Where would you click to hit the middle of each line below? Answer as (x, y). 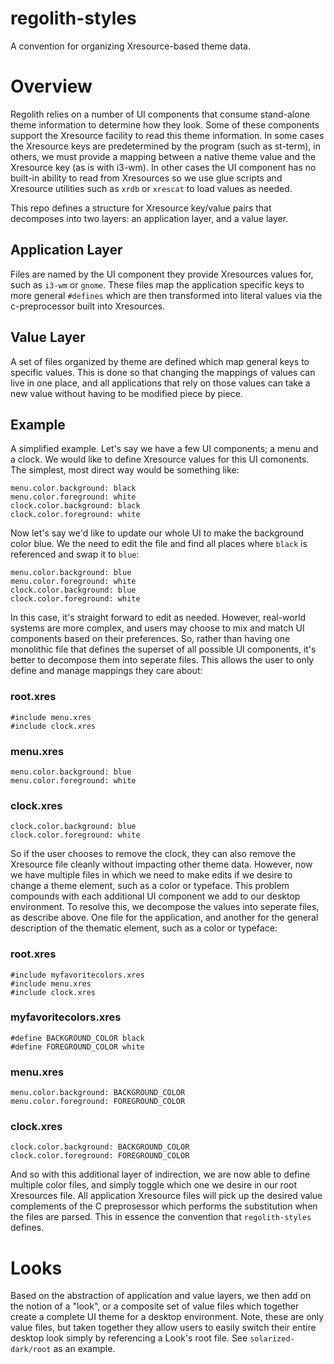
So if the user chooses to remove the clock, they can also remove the (153, 854)
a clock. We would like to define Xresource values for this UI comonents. (160, 459)
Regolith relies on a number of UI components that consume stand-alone (160, 114)
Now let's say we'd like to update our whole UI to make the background (157, 533)
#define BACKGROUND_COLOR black (77, 1038)
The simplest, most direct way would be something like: (125, 470)
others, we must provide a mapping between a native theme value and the (163, 156)
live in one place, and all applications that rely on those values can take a (160, 383)
